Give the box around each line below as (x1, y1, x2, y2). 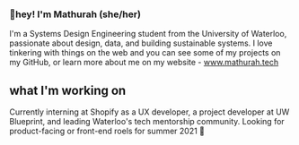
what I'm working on (9, 82, 127, 98)
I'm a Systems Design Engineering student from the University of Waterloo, (9, 29, 287, 39)
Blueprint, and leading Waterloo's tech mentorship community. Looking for (9, 116, 285, 127)
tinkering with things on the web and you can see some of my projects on (9, 47, 281, 58)
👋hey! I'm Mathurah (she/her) (9, 8, 142, 21)
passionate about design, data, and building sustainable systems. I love (9, 38, 273, 48)
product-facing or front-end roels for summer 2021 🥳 (9, 125, 205, 137)
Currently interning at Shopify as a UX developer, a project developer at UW (9, 107, 290, 117)
